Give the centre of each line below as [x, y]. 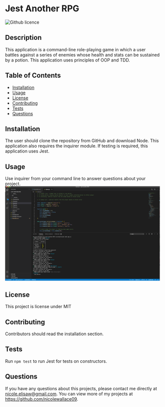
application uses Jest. [27, 151]
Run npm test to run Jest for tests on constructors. [56, 361]
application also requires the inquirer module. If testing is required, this [77, 146]
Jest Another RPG [42, 9]
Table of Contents [33, 76]
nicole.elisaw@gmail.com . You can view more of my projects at [69, 394]
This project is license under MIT [38, 307]
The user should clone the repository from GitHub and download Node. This [82, 141]
